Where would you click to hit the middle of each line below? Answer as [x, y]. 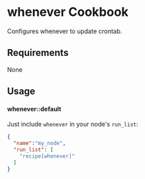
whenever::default [34, 109]
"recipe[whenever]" [47, 156]
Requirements [38, 53]
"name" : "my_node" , [40, 143]
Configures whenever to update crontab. [65, 31]
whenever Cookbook [68, 12]
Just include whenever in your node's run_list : [73, 124]
